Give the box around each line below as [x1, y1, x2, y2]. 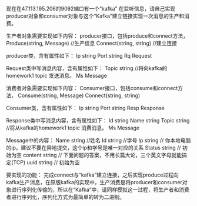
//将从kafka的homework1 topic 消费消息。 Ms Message [6, 124, 140, 131]
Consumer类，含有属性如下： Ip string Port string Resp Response [6, 105, 165, 111]
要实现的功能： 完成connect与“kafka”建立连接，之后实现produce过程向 [6, 171, 179, 178]
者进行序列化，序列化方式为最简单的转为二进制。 [6, 194, 125, 200]
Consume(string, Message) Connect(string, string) [17, 92, 141, 99]
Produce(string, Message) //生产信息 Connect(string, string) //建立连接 [6, 40, 178, 46]
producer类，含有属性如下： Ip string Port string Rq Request [6, 52, 152, 59]
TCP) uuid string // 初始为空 [13, 159, 80, 166]
